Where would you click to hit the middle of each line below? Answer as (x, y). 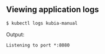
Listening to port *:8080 (38, 45)
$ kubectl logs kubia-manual (42, 23)
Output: (15, 34)
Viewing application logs (52, 10)
